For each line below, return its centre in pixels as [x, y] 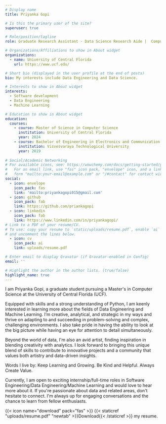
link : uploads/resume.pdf [41, 248]
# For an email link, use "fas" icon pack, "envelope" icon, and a [78, 170]
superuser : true [22, 28]
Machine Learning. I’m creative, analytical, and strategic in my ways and [79, 314]
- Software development [34, 96]
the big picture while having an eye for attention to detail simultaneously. [79, 330]
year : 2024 [29, 137]
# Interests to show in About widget [44, 87]
